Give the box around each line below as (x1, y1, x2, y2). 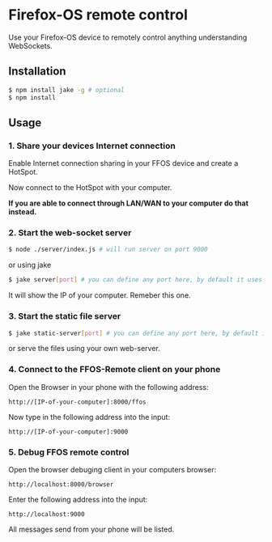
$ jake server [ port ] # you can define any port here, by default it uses (8, 276, 263, 284)
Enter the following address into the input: (8, 495, 148, 504)
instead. (8, 207, 37, 217)
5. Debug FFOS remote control (8, 447, 130, 458)
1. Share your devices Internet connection (8, 140, 176, 151)
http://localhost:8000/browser (8, 481, 114, 489)
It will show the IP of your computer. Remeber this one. (8, 290, 192, 300)
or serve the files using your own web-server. (8, 344, 160, 354)
